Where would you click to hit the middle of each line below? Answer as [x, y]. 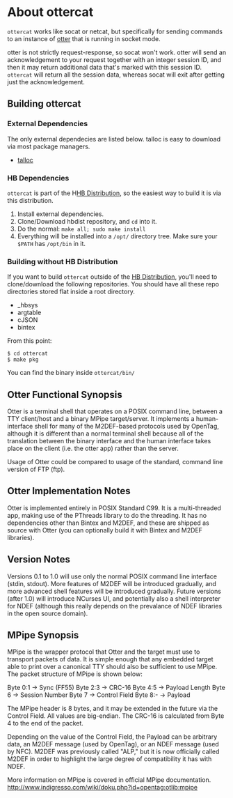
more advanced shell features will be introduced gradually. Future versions [114, 591]
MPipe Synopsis [43, 635]
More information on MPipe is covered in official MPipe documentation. [109, 780]
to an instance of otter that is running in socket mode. [84, 38]
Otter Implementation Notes [69, 491]
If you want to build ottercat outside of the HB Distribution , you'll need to [112, 277]
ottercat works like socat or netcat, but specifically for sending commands [115, 31]
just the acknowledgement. [46, 82]
